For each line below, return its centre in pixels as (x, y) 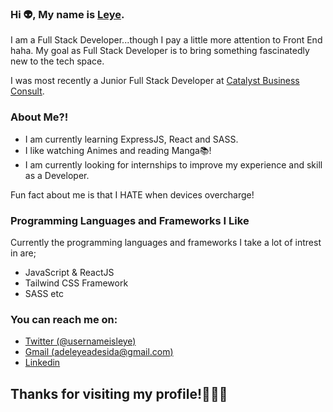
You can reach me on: (64, 319)
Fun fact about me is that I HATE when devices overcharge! (132, 194)
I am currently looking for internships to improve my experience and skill (173, 164)
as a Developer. (57, 175)
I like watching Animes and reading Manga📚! (118, 150)
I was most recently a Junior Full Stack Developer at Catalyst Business (155, 81)
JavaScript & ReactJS (69, 272)
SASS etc (44, 293)
